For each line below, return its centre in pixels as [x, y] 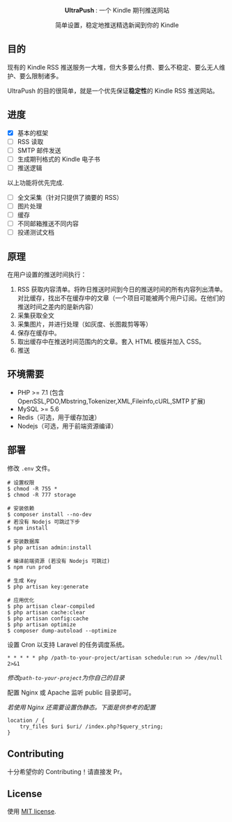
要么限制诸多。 [41, 76]
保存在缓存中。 [39, 333]
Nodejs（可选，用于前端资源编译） [67, 426]
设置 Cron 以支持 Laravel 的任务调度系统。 [68, 644]
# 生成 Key [22, 580]
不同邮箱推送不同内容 [48, 224]
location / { [26, 720]
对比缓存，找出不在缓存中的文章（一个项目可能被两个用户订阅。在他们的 [121, 298]
